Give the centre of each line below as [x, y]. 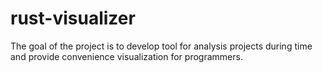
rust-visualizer [73, 18]
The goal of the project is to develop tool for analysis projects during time [161, 46]
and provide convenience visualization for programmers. [126, 56]
